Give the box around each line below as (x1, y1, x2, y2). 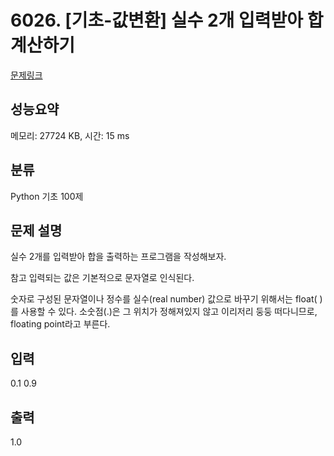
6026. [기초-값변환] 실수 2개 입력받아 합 (10, 9, 324, 32)
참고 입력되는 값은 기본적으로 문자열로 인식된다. (10, 272, 195, 284)
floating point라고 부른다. (10, 318, 111, 330)
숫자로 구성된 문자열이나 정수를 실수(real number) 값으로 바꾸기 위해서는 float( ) (10, 293, 323, 305)
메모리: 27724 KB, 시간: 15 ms (10, 129, 130, 141)
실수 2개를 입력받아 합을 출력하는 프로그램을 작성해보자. (10, 251, 227, 263)
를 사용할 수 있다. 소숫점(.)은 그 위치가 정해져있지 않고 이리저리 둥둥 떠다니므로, (10, 306, 318, 318)
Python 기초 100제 (10, 190, 84, 202)
